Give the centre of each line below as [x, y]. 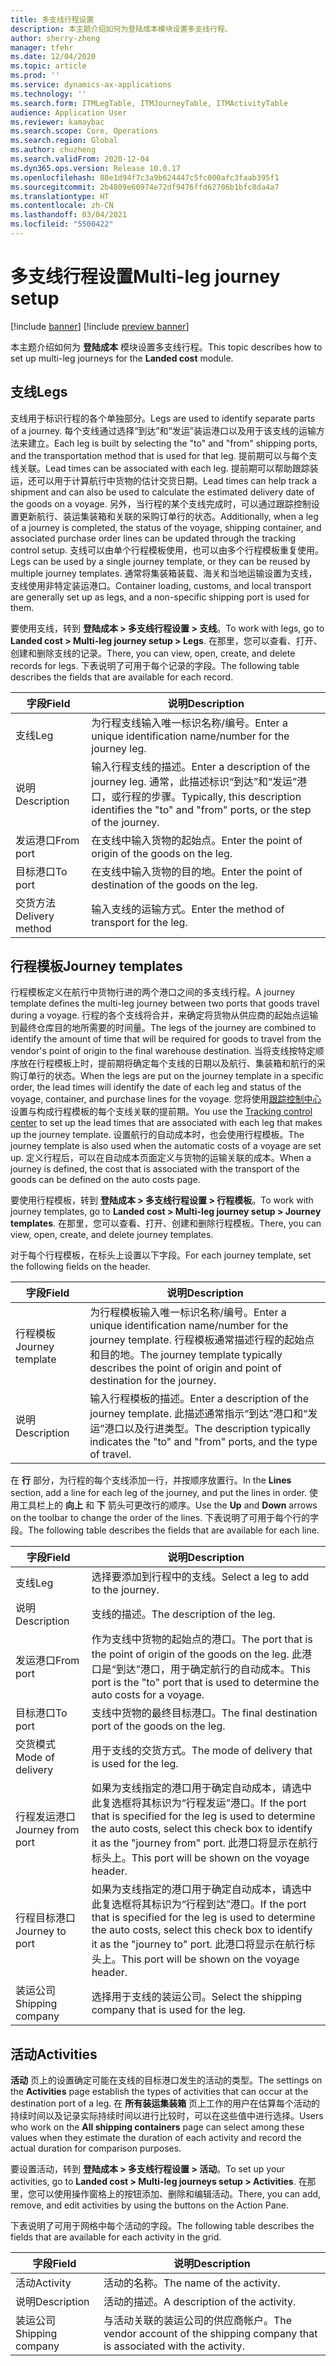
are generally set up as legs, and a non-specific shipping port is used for [160, 597]
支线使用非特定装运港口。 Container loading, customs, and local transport [161, 585]
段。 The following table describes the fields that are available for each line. [165, 1530]
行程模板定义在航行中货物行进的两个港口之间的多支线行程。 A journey [153, 992]
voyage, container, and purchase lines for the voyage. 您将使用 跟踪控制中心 [166, 1099]
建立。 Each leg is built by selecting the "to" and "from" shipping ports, [172, 443]
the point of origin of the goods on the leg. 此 [197, 1654]
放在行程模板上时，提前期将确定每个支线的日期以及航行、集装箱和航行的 [167, 1063]
